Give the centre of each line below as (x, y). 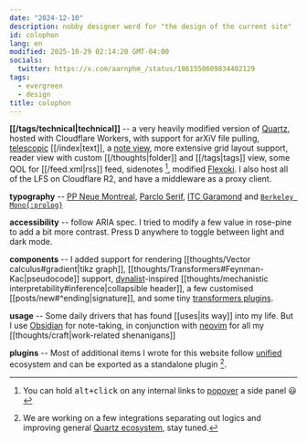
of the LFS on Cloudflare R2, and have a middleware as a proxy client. (141, 179)
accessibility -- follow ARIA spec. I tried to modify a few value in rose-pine (151, 222)
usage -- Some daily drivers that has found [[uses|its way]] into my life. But (152, 316)
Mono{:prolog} (37, 205)
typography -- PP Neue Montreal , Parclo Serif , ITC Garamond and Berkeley (152, 196)
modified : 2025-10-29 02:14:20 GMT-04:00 (90, 52)
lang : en (26, 43)
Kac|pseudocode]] (45, 279)
